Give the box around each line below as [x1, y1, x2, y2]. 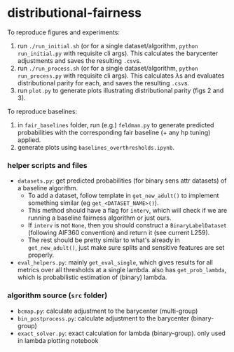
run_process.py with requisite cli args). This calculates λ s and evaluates [17, 71, 225, 80]
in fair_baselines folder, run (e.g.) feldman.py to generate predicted [17, 120, 214, 129]
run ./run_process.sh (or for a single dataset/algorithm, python [17, 64, 198, 72]
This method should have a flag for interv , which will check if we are [27, 206, 228, 215]
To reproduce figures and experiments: [7, 28, 121, 36]
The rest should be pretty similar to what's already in [27, 236, 180, 244]
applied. [17, 135, 41, 144]
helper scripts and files [7, 160, 88, 170]
